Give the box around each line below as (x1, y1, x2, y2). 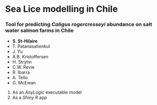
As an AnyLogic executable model (12, 89, 82, 95)
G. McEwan (12, 80, 36, 86)
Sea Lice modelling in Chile (5, 3, 118, 15)
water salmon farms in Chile (5, 27, 74, 34)
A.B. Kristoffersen (12, 54, 48, 60)
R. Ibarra (12, 70, 30, 76)
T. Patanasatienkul (12, 43, 50, 50)
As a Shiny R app (12, 95, 47, 101)
